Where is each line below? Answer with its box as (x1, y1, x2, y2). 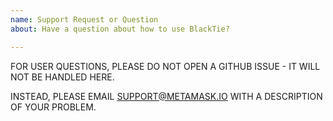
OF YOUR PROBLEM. (10, 101, 97, 113)
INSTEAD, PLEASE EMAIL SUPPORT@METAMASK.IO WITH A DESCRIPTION (10, 90, 323, 102)
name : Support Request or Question (10, 14, 159, 25)
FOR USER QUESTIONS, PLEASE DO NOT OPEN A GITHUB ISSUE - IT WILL (10, 60, 321, 72)
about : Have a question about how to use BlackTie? (10, 24, 230, 34)
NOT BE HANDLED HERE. (10, 71, 115, 83)
